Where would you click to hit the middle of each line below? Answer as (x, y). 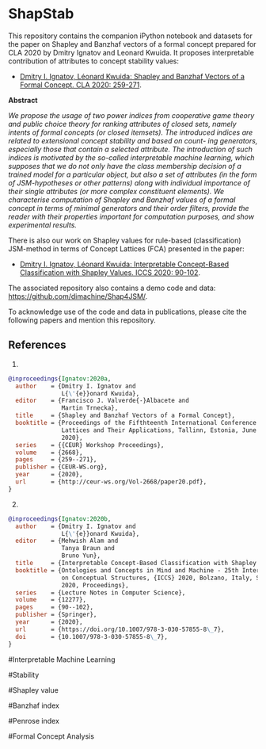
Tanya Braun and (88, 548)
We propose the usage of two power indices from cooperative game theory (131, 115)
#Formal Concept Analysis (51, 736)
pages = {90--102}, (54, 607)
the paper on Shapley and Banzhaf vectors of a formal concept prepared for (132, 44)
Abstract (23, 100)
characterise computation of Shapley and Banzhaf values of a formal (122, 200)
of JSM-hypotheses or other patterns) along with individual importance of (129, 182)
